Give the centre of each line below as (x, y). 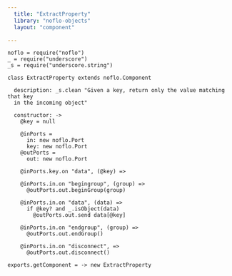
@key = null (38, 122)
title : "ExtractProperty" (52, 14)
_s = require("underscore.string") (60, 66)
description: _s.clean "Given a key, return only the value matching (119, 91)
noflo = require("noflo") (46, 53)
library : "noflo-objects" (52, 21)
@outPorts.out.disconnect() (68, 253)
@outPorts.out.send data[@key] (80, 215)
